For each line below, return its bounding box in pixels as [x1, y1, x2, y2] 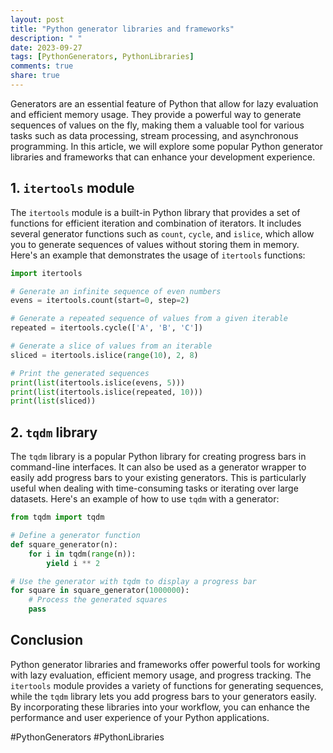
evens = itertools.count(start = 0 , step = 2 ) [10, 296, 190, 306]
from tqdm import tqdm [10, 512, 105, 523]
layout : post [10, 14, 65, 25]
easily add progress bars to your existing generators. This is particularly [10, 472, 307, 484]
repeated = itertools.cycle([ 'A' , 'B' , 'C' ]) [10, 323, 203, 333]
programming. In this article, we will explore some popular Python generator [10, 140, 324, 152]
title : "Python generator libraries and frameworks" [10, 24, 235, 34]
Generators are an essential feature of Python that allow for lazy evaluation [10, 97, 319, 110]
